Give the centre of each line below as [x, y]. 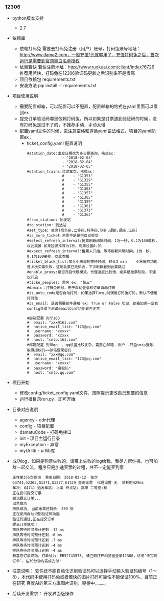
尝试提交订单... [26, 498]
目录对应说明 [25, 410]
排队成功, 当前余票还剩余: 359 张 [43, 509]
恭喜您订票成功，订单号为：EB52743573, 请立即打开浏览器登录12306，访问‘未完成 [85, 556]
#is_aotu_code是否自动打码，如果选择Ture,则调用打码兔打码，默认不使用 [92, 293]
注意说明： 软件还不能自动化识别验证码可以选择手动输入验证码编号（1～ [84, 571]
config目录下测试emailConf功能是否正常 [63, 309]
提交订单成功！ [25, 525]
